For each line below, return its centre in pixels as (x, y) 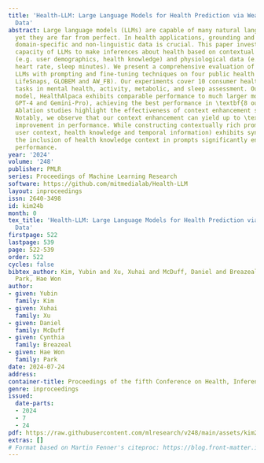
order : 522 (26, 257)
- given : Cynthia (37, 338)
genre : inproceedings (44, 389)
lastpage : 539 (31, 243)
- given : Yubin (33, 294)
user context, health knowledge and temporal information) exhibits (130, 132)
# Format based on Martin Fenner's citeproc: (84, 447)
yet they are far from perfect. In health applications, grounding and (135, 37)
